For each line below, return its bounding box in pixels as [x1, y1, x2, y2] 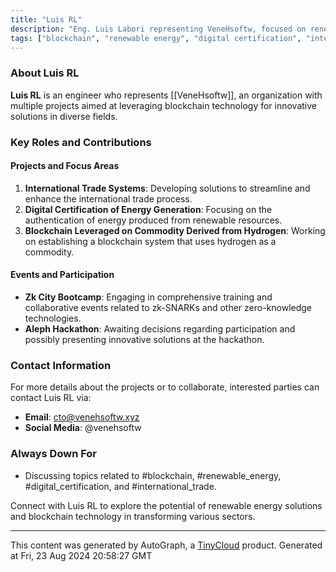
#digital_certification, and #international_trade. [24, 480, 217, 492]
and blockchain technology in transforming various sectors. [10, 510, 256, 522]
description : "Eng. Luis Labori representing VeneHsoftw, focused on [10, 24, 307, 34]
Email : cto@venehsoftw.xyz [24, 411, 140, 423]
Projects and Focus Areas [10, 160, 120, 172]
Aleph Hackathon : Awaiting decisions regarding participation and [24, 323, 296, 335]
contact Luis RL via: [10, 392, 92, 404]
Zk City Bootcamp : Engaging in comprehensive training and [24, 291, 273, 303]
